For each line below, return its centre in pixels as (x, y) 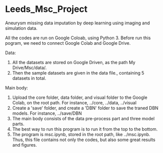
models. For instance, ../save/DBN (47, 113)
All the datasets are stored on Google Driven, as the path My (74, 62)
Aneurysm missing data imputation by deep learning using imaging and (78, 23)
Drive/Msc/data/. (29, 68)
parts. (18, 124)
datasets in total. (29, 78)
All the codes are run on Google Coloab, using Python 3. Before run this (78, 38)
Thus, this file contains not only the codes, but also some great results (84, 140)
